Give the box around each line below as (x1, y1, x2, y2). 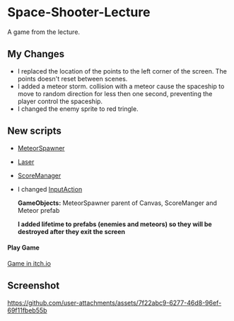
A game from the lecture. (7, 28, 80, 36)
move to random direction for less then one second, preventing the (17, 89, 213, 98)
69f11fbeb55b (7, 305, 47, 315)
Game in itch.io (7, 259, 52, 267)
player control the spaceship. (17, 97, 103, 105)
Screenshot (7, 280, 60, 292)
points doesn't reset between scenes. (17, 74, 128, 83)
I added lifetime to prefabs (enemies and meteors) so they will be (17, 220, 212, 228)
